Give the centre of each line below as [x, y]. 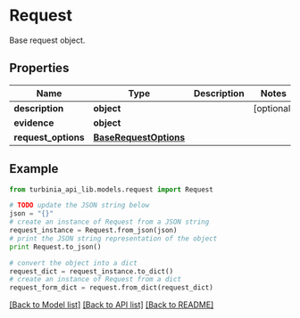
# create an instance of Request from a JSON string [109, 222]
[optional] [274, 108]
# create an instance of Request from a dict [95, 280]
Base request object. [47, 40]
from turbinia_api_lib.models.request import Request [112, 189]
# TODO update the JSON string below [79, 206]
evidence [34, 123]
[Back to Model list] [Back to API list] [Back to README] [112, 305]
